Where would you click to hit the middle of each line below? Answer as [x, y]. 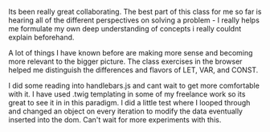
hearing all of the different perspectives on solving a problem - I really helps [134, 20]
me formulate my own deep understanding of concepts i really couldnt [125, 29]
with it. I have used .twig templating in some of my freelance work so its [127, 94]
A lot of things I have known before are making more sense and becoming [131, 53]
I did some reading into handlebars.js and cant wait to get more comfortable [134, 85]
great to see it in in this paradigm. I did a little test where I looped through [129, 103]
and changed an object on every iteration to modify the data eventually [126, 111]
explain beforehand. [41, 37]
